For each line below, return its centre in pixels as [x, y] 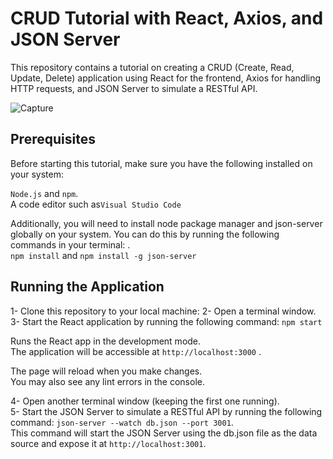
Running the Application [87, 287]
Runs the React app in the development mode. [106, 341]
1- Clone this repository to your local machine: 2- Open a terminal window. [163, 311]
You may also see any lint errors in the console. [107, 381]
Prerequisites [53, 139]
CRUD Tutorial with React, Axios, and [167, 18]
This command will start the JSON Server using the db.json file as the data [164, 433]
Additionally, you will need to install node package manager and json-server [166, 223]
